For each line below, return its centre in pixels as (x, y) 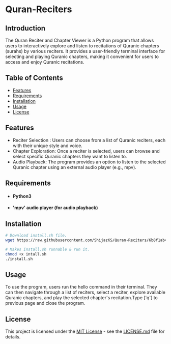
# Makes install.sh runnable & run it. (48, 249)
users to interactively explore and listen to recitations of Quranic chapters (82, 46)
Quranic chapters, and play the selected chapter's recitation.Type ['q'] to (81, 298)
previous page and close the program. (45, 303)
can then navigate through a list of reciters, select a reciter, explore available (85, 292)
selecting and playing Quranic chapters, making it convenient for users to (82, 56)
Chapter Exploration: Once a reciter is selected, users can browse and (86, 151)
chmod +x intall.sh (26, 254)
